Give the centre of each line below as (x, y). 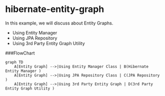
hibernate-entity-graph (55, 9)
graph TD (14, 62)
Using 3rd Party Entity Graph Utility (48, 43)
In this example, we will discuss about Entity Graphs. (59, 23)
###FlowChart (20, 53)
